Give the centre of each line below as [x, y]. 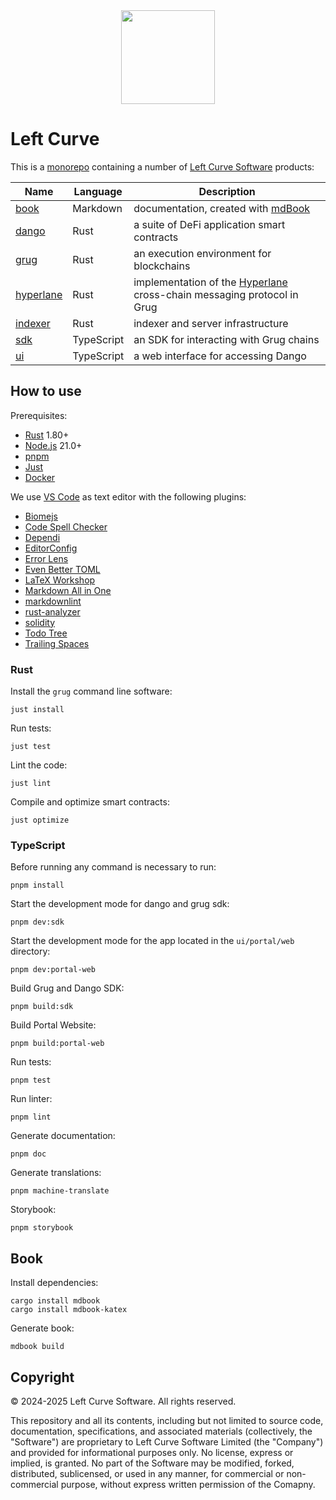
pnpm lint [31, 1117]
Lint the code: [39, 765]
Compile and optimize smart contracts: [90, 802]
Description [227, 191]
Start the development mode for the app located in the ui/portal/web [152, 941]
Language [98, 191]
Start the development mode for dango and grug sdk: [120, 904]
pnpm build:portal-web [57, 1044]
